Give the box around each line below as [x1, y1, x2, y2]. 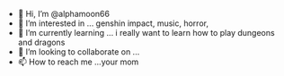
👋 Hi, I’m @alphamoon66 [17, 9, 111, 19]
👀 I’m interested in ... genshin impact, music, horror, [17, 18, 209, 29]
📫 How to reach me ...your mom [17, 56, 139, 67]
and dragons [17, 37, 66, 47]
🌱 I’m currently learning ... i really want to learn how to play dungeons [17, 28, 276, 38]
